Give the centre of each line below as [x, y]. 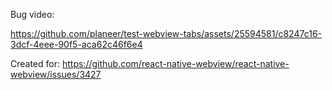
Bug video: [32, 14]
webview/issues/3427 [56, 74]
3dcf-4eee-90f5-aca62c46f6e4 [76, 44]
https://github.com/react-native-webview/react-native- [175, 63]
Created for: [35, 63]
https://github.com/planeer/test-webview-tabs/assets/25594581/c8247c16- [166, 33]
